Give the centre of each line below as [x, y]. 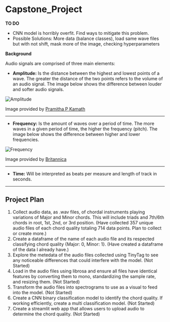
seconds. [22, 179]
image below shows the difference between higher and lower [76, 134]
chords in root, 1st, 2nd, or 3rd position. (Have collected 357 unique [83, 222]
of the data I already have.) [41, 249]
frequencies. [26, 140]
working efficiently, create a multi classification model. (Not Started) [83, 303]
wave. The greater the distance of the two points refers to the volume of [88, 78]
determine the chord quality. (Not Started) [56, 314]
